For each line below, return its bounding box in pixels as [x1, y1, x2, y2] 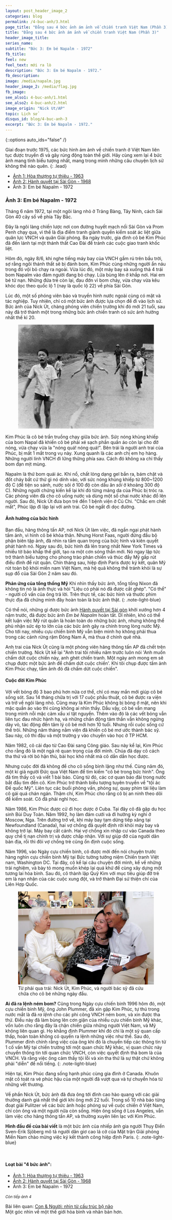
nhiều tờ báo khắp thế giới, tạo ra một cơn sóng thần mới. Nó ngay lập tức [5, 548, 161, 554]
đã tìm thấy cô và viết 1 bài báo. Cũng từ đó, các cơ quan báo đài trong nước [5, 774, 166, 780]
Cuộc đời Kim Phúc [5, 677, 47, 684]
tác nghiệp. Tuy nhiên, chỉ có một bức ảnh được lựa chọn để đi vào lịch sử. [5, 298, 163, 304]
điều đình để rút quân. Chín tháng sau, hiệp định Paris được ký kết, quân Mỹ [5, 559, 166, 566]
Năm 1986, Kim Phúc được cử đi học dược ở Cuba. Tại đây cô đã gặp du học [5, 806, 166, 812]
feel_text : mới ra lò [5, 62, 52, 68]
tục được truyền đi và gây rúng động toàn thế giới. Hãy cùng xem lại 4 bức [5, 152, 162, 158]
